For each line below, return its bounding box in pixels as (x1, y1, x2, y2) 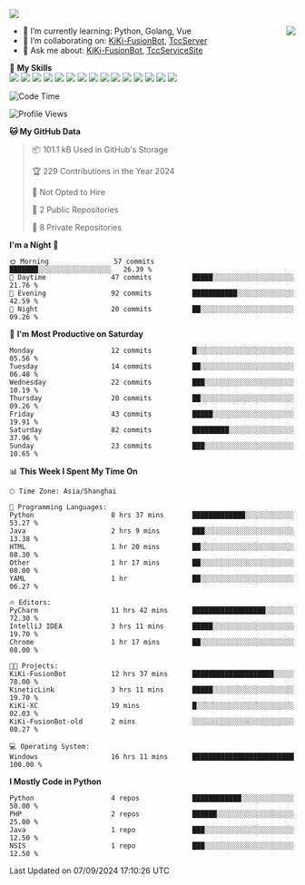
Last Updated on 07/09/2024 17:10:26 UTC (9, 865, 170, 876)
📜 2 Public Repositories (31, 204, 119, 215)
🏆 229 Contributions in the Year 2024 (31, 166, 175, 176)
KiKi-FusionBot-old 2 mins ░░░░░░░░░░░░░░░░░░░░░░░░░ (9, 717, 295, 726)
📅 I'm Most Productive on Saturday (9, 329, 143, 339)
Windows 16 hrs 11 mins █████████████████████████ (9, 752, 295, 762)
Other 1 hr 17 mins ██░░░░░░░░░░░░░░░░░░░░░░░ (9, 558, 295, 567)
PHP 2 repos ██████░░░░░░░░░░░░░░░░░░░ (9, 810, 295, 819)
